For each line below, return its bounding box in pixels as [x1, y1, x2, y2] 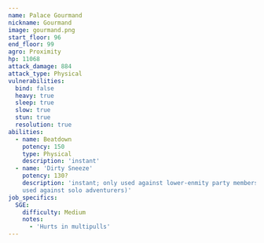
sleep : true [15, 99, 55, 107]
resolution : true [15, 121, 72, 129]
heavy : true [15, 92, 55, 100]
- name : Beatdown [15, 135, 72, 143]
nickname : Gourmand [8, 19, 72, 27]
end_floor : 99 [8, 41, 55, 49]
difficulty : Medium [22, 209, 86, 216]
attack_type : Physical [8, 70, 82, 78]
